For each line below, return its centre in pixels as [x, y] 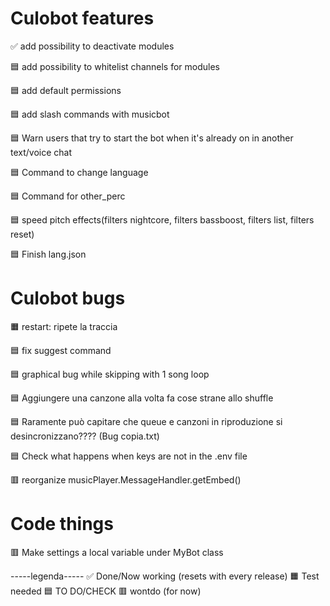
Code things [62, 524]
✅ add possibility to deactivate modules [92, 46]
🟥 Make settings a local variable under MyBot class [117, 552]
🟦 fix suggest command [61, 350]
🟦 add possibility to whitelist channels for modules [115, 66]
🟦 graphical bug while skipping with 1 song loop [110, 374]
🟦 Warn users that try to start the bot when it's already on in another [152, 138]
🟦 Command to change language [79, 172]
